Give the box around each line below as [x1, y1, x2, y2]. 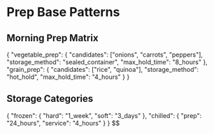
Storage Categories [6, 93, 94, 105]
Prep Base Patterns [6, 4, 120, 20]
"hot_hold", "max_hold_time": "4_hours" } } [6, 73, 130, 81]
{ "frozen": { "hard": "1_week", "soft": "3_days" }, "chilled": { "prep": [6, 111, 202, 119]
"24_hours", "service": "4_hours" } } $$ [6, 119, 120, 127]
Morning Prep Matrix [6, 32, 99, 44]
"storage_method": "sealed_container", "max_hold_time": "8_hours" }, [6, 58, 208, 66]
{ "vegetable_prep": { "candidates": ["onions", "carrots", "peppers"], [6, 50, 204, 59]
